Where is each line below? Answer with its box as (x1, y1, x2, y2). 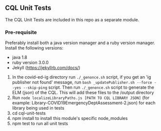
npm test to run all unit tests (12, 121, 68, 127)
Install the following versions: (5, 45, 64, 51)
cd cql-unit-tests (12, 110, 46, 116)
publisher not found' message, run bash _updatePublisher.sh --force (12, 80, 152, 85)
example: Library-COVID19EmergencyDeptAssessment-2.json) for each (12, 100, 156, 106)
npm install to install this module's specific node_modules (12, 115, 128, 121)
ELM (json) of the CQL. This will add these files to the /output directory (12, 90, 154, 96)
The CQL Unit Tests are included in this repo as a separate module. (5, 16, 140, 22)
